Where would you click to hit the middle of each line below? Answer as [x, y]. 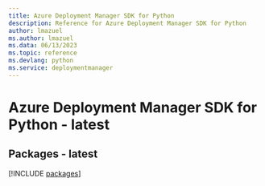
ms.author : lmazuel [41, 38]
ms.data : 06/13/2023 [43, 46]
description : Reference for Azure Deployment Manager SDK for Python [128, 23]
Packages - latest [53, 154]
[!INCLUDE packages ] [45, 173]
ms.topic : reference [43, 53]
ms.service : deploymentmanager [61, 68]
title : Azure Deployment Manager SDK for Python [91, 16]
